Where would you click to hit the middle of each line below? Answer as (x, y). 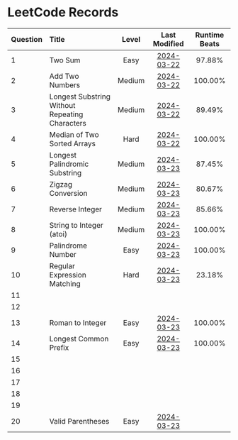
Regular (62, 265)
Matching (65, 283)
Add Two (64, 76)
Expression (68, 275)
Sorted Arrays (73, 143)
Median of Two (74, 134)
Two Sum (65, 60)
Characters (68, 123)
